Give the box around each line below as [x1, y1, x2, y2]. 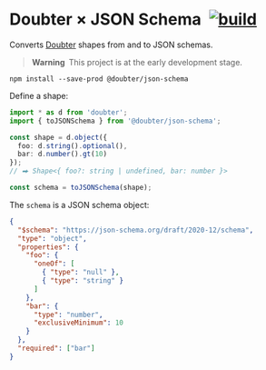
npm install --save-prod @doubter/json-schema [9, 74, 189, 84]
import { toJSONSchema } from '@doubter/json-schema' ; [9, 116, 222, 125]
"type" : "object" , [17, 234, 88, 243]
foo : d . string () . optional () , [17, 141, 128, 150]
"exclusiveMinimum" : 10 [33, 318, 124, 327]
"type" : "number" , [33, 310, 103, 319]
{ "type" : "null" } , [42, 268, 120, 277]
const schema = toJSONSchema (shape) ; [9, 183, 153, 193]
